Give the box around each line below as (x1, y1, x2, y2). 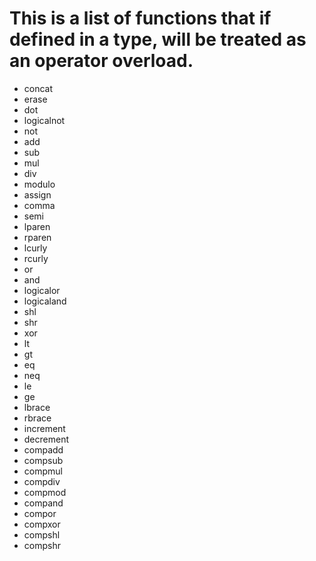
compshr (23, 539, 61, 551)
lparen (23, 220, 51, 232)
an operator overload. (9, 50, 194, 72)
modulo (23, 178, 56, 190)
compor (23, 507, 57, 519)
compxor (23, 518, 61, 530)
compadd (23, 443, 64, 456)
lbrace (23, 401, 51, 413)
